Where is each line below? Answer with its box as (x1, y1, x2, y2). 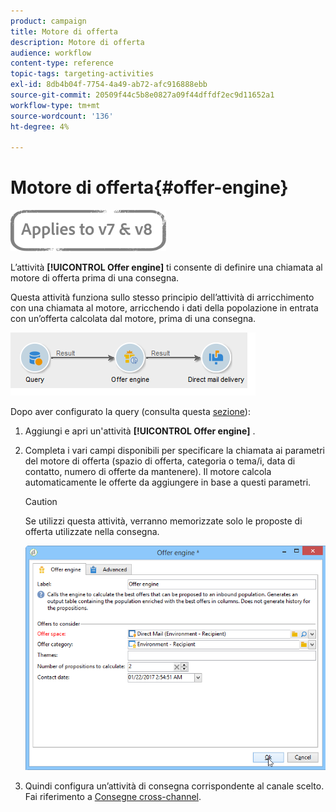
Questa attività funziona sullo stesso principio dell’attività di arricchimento (10, 291, 315, 304)
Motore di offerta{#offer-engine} (10, 176, 289, 199)
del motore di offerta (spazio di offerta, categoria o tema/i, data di (24, 455, 296, 467)
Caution (24, 496, 58, 508)
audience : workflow (10, 48, 92, 58)
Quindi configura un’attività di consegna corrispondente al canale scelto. (24, 780, 325, 792)
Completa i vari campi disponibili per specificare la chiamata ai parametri (24, 445, 325, 457)
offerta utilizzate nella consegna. (24, 526, 160, 538)
